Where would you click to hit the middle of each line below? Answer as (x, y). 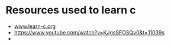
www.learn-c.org (35, 26)
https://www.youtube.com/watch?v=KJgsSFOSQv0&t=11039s (89, 32)
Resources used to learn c (71, 10)
